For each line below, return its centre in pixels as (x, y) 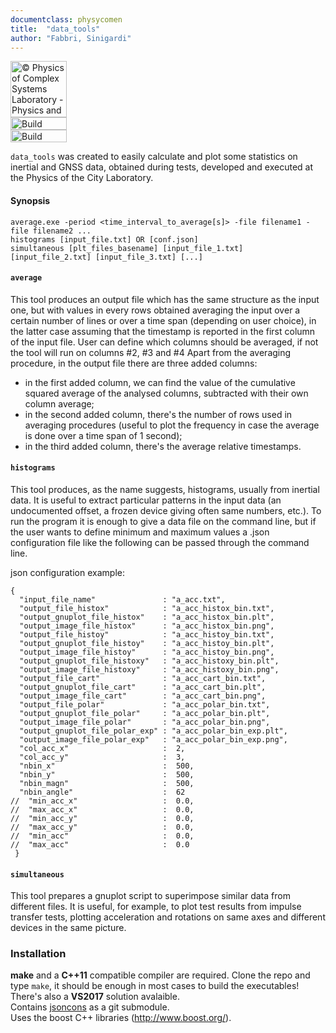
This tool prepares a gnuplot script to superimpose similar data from (150, 896)
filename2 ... (62, 231)
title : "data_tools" (55, 29)
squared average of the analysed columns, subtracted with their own (166, 393)
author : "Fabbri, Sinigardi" (71, 38)
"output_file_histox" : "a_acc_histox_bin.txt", (147, 608)
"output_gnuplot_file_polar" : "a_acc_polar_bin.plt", (145, 713)
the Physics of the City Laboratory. (82, 178)
